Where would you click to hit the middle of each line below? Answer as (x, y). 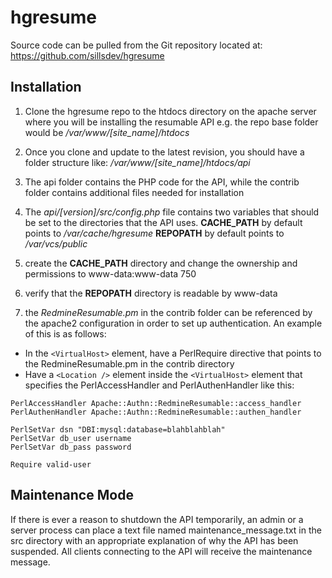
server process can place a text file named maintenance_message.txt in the (166, 530)
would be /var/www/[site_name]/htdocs (107, 132)
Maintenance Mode (72, 495)
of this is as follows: (65, 333)
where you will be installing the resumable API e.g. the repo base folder (171, 122)
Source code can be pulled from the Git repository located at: (136, 45)
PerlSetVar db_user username (71, 438)
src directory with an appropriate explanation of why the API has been (154, 540)
